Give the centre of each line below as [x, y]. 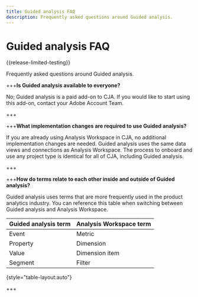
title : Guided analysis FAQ [41, 12]
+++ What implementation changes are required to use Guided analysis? [97, 126]
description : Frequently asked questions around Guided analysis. [90, 17]
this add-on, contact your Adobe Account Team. [65, 103]
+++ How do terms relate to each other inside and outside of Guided [91, 179]
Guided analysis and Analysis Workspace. [57, 210]
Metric [85, 234]
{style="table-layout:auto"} [39, 278]
